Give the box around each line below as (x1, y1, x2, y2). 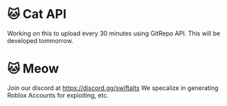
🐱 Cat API (7, 6, 67, 22)
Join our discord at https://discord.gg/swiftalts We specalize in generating (7, 83, 219, 92)
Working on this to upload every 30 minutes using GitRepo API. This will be (7, 29, 221, 37)
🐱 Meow (7, 61, 60, 77)
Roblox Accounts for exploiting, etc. (7, 91, 109, 99)
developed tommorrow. (7, 36, 74, 44)
